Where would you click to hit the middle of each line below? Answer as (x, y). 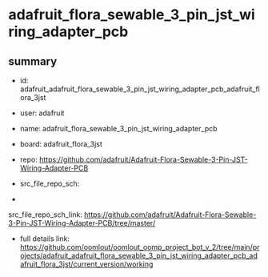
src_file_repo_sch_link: (45, 215)
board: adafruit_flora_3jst (61, 144)
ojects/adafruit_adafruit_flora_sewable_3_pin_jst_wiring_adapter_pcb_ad (139, 255)
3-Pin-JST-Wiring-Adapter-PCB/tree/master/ (82, 223)
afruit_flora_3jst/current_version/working (86, 264)
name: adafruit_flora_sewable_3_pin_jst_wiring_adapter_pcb (118, 128)
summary (33, 61)
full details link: (45, 239)
